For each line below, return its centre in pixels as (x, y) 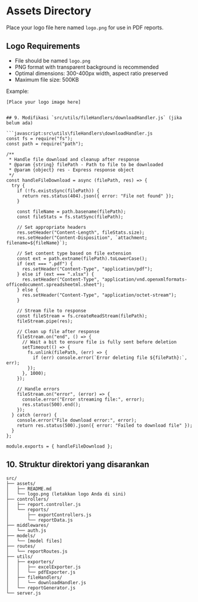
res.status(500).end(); (51, 404)
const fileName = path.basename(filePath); (72, 212)
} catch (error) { (34, 415)
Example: (18, 91)
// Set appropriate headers (51, 227)
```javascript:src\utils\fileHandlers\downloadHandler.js (79, 133)
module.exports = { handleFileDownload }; (59, 446)
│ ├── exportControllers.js (49, 515)
